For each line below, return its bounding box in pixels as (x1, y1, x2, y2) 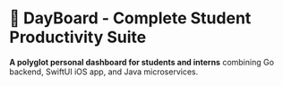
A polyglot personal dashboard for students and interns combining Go (9, 56, 275, 67)
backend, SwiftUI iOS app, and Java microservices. (9, 66, 199, 77)
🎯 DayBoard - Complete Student (9, 8, 252, 29)
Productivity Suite (9, 27, 147, 47)
